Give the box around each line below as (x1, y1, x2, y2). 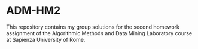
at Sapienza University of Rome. (6, 36, 86, 43)
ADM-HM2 (6, 4, 61, 17)
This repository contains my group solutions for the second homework (6, 23, 180, 30)
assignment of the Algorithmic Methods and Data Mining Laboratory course (6, 29, 193, 36)
